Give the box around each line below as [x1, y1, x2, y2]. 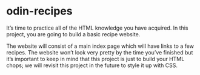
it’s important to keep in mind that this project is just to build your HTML [6, 55, 185, 62]
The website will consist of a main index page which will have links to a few [6, 42, 194, 50]
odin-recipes [6, 4, 73, 18]
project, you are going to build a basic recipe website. [6, 30, 141, 37]
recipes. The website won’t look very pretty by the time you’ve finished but [6, 48, 193, 56]
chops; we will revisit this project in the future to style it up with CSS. [6, 62, 178, 69]
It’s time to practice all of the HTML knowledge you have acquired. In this [6, 24, 188, 31]
